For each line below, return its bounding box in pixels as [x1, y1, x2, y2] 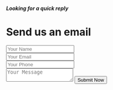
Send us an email [6, 25, 91, 38]
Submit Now [77, 76, 104, 83]
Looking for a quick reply [6, 5, 69, 12]
